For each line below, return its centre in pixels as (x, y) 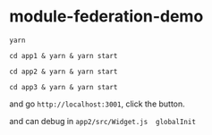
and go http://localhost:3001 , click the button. (97, 104)
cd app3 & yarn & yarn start (64, 87)
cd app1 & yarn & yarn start (64, 55)
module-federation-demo (106, 17)
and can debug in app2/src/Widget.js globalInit (103, 121)
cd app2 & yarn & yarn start (64, 72)
